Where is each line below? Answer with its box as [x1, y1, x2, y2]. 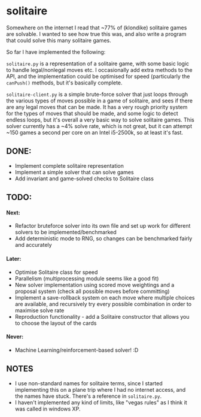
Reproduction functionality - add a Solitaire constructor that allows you [14, 313, 190, 320]
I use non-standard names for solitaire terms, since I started [14, 379, 163, 387]
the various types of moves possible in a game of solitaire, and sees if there [6, 97, 193, 104]
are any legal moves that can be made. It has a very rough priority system [6, 103, 188, 110]
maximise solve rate [14, 307, 65, 314]
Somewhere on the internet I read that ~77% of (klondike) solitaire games [6, 24, 187, 31]
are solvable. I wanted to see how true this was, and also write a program [6, 30, 187, 37]
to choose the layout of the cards [14, 319, 97, 327]
